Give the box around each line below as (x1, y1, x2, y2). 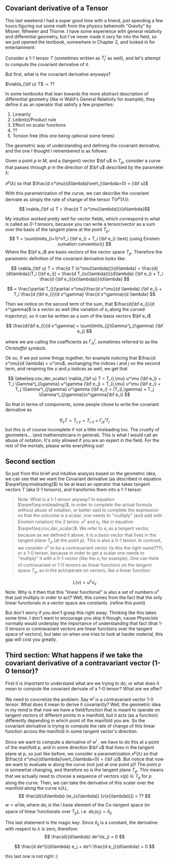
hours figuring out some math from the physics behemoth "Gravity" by (5, 23, 152, 29)
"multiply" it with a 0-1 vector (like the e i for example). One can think (17, 555, 159, 563)
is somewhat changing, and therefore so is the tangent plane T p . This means (5, 767, 164, 774)
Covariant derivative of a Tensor (5, 4, 109, 13)
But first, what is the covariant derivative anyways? (5, 71, 111, 77)
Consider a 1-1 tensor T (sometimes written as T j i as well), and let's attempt (5, 54, 161, 62)
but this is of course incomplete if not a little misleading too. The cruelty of (5, 426, 160, 432)
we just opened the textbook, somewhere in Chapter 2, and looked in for (5, 39, 155, 45)
